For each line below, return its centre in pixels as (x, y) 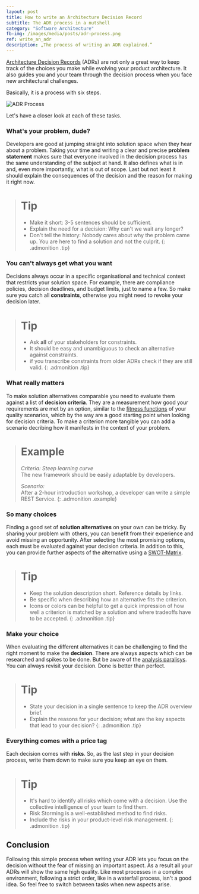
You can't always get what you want (59, 263)
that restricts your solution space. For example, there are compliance (91, 283)
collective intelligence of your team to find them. (89, 807)
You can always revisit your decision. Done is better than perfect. (86, 666)
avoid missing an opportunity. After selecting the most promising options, (96, 539)
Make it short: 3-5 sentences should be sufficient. (91, 223)
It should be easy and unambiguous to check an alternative (102, 349)
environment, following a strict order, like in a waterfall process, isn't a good (99, 878)
